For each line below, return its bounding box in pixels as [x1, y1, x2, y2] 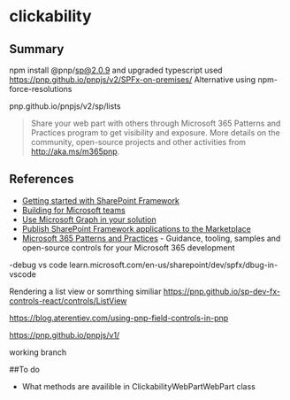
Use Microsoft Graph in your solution [21, 214, 156, 225]
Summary [9, 42, 65, 57]
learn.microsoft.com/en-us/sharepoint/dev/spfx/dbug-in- [69, 259, 279, 270]
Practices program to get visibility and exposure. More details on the [30, 127, 280, 138]
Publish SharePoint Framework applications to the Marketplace [21, 223, 252, 234]
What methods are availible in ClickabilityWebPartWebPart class [21, 381, 256, 391]
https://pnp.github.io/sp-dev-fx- [163, 286, 281, 296]
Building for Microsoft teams [21, 204, 126, 215]
